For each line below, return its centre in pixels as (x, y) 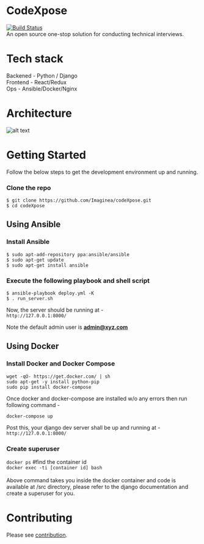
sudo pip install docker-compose (49, 387)
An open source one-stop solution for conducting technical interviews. (95, 34)
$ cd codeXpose (26, 206)
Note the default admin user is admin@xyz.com (67, 327)
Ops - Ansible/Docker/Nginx (42, 89)
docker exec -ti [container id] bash (54, 468)
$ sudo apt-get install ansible (47, 265)
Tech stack (35, 59)
